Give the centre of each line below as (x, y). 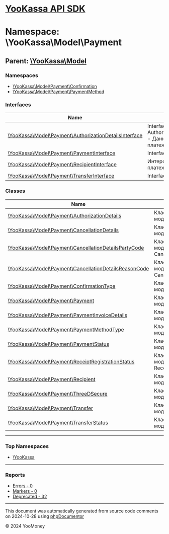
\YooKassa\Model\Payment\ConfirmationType (62, 286)
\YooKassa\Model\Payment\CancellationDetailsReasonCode (78, 268)
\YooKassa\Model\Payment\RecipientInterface (62, 165)
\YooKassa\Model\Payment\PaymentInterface (62, 153)
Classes (15, 191)
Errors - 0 (22, 486)
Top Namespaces (27, 446)
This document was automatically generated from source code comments (82, 511)
